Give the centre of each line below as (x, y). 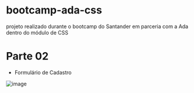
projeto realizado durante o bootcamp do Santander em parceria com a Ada (97, 26)
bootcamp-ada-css (54, 10)
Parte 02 (27, 56)
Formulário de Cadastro (43, 72)
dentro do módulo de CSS (37, 32)
